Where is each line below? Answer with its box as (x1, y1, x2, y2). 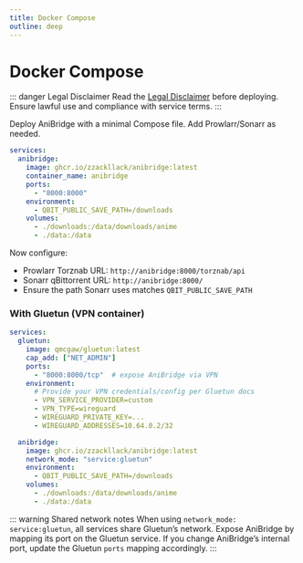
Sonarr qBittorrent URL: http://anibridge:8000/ (22, 275, 204, 286)
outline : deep (9, 22, 64, 31)
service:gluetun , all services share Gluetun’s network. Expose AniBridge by (9, 523, 295, 534)
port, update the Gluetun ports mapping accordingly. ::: (9, 542, 217, 553)
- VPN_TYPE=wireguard (33, 404, 117, 413)
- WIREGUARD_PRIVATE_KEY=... (33, 412, 145, 422)
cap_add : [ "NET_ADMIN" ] (26, 353, 117, 362)
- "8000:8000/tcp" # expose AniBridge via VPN (33, 370, 219, 380)
